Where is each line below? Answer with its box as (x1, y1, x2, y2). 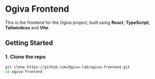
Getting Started (5, 39, 53, 47)
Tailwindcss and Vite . (5, 24, 50, 30)
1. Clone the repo (5, 54, 46, 60)
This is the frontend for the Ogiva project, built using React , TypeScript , (5, 20, 150, 25)
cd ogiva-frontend (5, 69, 43, 74)
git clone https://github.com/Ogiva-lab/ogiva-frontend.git (5, 64, 131, 69)
